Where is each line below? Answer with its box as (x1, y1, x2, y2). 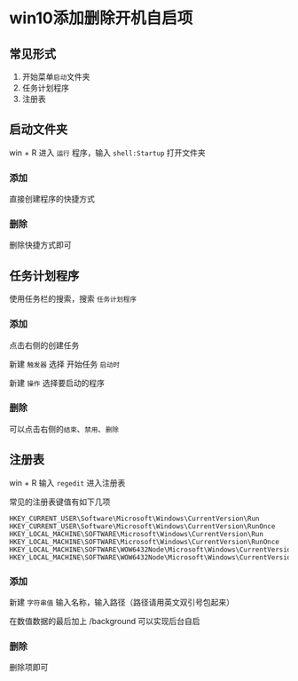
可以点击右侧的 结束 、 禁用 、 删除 (9, 424, 120, 434)
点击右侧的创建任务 (9, 339, 80, 351)
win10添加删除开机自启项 (9, 8, 193, 28)
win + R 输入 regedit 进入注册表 (9, 477, 126, 488)
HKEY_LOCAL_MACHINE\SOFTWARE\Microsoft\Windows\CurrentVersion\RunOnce (9, 537, 279, 546)
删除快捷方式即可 (9, 240, 72, 250)
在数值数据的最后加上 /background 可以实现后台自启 (9, 615, 200, 626)
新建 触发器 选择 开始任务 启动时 (9, 359, 121, 369)
